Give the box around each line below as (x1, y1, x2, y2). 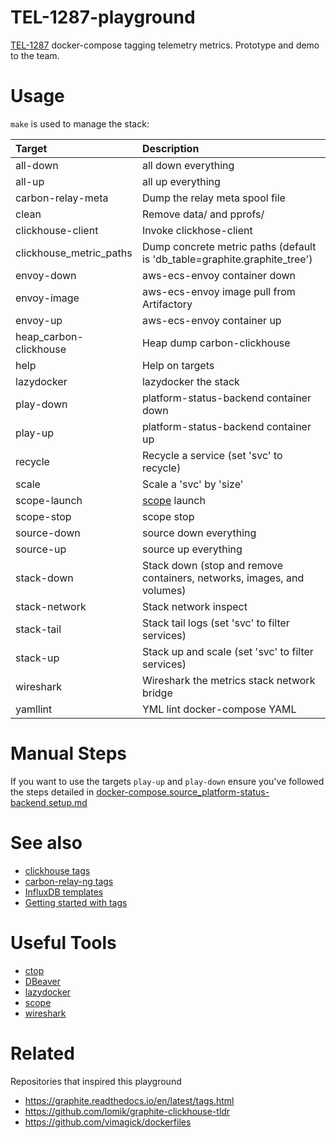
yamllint (15, 702, 53, 716)
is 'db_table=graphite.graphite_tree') (141, 252, 313, 266)
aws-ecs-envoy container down (141, 268, 297, 282)
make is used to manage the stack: (10, 117, 150, 130)
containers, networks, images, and (141, 571, 305, 585)
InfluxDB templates (24, 886, 104, 898)
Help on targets (141, 358, 215, 372)
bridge (141, 686, 173, 700)
